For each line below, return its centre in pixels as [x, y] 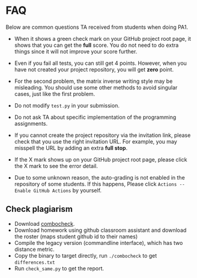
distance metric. [34, 249]
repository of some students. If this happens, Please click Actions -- [100, 184]
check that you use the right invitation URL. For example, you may [96, 141]
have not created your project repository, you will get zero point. [94, 69]
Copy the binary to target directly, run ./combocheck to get [86, 255]
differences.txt [35, 262]
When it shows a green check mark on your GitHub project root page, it [103, 38]
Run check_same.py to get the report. [59, 268]
